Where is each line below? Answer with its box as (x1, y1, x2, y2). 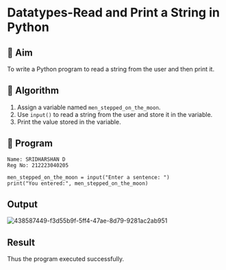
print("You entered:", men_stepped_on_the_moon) (7, 180, 149, 187)
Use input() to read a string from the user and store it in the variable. (16, 110, 213, 118)
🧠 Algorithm (7, 85, 60, 97)
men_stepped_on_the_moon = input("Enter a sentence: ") (7, 174, 170, 181)
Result (7, 236, 36, 248)
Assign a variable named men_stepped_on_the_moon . (16, 103, 161, 111)
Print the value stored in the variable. (16, 117, 121, 126)
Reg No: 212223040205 (7, 161, 69, 169)
